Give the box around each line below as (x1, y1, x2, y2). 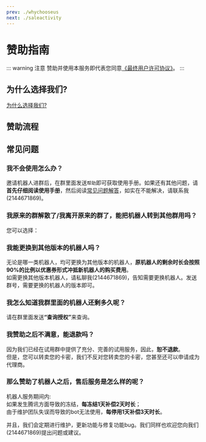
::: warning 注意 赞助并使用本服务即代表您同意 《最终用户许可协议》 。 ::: (6, 64, 185, 72)
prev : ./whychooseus (6, 9, 59, 15)
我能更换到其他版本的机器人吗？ (6, 243, 101, 252)
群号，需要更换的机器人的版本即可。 (6, 281, 98, 289)
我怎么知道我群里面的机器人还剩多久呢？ (6, 298, 126, 307)
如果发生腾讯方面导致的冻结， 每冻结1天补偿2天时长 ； (6, 400, 141, 408)
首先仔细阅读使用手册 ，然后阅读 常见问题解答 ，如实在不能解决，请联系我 (6, 187, 189, 194)
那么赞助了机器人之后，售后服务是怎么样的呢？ (6, 378, 145, 386)
